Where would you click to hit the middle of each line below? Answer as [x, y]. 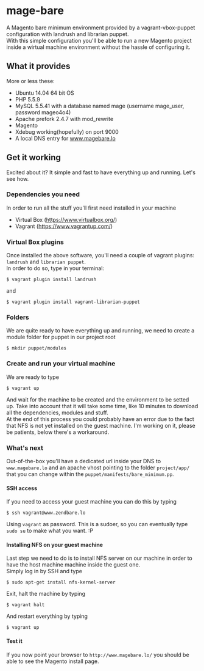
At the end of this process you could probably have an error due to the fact [100, 419]
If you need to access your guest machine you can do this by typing [91, 502]
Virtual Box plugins [35, 242]
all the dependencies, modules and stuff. [57, 413]
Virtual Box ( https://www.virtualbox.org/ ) [66, 219]
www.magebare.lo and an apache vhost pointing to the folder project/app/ [98, 468]
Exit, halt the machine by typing [46, 594]
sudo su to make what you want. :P [50, 531]
